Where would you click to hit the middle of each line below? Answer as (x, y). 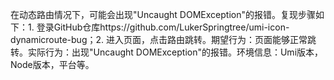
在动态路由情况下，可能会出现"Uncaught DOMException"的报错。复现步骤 (163, 14)
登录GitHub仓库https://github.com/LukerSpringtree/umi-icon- (163, 27)
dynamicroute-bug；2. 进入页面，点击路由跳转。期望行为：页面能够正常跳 (163, 39)
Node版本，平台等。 (52, 64)
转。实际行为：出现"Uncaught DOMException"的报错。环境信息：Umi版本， (167, 52)
